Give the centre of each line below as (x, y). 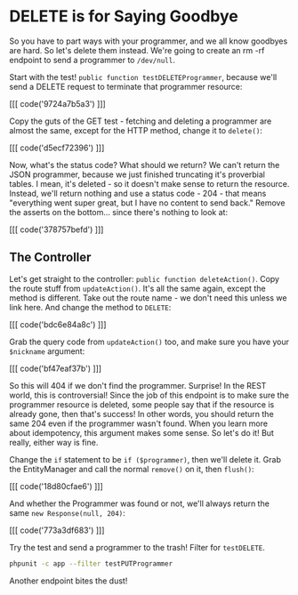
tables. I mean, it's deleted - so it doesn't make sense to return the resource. (149, 183)
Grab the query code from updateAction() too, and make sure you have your (149, 342)
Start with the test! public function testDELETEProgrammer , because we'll (143, 76)
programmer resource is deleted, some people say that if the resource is (142, 404)
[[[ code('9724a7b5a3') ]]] (58, 103)
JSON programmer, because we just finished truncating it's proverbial (137, 174)
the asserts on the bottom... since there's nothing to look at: (119, 212)
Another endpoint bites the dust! (68, 581)
